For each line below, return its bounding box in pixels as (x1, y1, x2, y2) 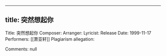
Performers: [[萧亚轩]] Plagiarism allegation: (5, 36, 95, 42)
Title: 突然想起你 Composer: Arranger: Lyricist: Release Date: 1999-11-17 (5, 30, 152, 36)
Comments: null (5, 46, 37, 52)
